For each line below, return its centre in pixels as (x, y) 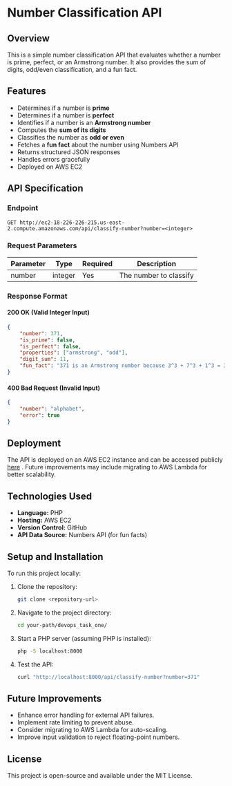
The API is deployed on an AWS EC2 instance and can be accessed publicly (115, 460)
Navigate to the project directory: (64, 612)
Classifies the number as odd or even (70, 137)
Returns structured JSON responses (69, 152)
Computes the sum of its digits (61, 130)
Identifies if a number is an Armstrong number (84, 122)
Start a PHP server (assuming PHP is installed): (84, 638)
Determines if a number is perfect (66, 115)
